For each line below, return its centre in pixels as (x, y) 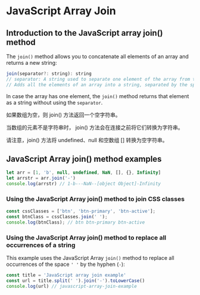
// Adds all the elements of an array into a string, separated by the (97, 84)
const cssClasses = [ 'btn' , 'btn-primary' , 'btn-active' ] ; (81, 211)
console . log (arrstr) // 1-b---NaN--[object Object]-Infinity (84, 184)
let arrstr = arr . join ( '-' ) (41, 178)
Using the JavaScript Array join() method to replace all (86, 237)
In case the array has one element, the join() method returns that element (98, 96)
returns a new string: (32, 63)
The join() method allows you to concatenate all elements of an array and (98, 57)
